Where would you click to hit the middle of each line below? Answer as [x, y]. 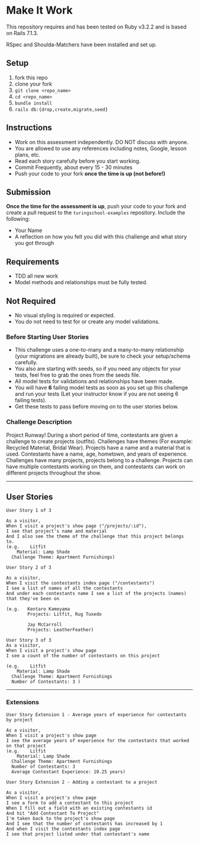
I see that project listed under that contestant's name [78, 834]
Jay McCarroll [45, 625]
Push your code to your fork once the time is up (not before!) [90, 173]
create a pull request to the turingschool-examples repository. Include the [96, 213]
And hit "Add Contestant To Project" [53, 813]
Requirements [33, 262]
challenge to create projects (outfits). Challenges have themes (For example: [99, 441]
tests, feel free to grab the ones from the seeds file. [78, 375]
